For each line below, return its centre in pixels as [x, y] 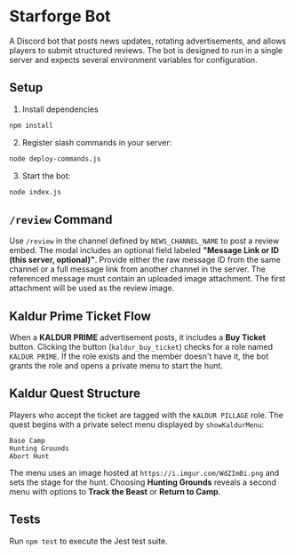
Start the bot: [46, 176]
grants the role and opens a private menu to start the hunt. [116, 365]
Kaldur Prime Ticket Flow [80, 316]
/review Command [61, 219]
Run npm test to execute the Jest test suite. [88, 541]
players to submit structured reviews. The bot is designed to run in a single [146, 50]
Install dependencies [60, 109]
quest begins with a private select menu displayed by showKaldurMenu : [137, 424]
